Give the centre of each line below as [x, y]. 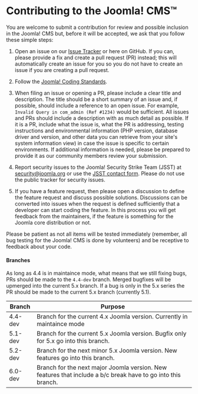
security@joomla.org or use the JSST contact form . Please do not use [100, 173]
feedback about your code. [39, 246]
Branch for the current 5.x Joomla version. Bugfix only [112, 334]
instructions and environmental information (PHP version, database [96, 131]
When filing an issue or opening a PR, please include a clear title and [98, 93]
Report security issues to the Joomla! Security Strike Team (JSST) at [98, 167]
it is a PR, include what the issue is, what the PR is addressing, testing [99, 124]
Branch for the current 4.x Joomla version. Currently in [112, 317]
